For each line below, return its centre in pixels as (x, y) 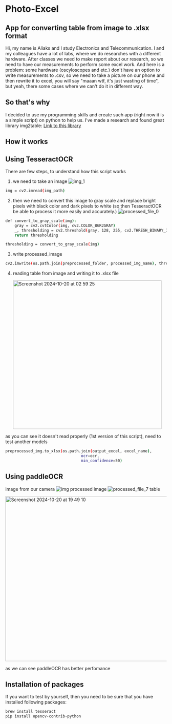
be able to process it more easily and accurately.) (65, 211)
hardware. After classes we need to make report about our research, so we (84, 59)
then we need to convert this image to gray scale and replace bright (84, 200)
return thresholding (36, 235)
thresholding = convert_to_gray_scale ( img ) (52, 244)
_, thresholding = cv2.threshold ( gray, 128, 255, (69, 230)
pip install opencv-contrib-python (43, 716)
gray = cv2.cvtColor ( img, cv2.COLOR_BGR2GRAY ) (65, 225)
